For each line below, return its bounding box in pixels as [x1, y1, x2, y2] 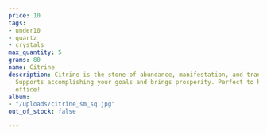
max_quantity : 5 [8, 48, 62, 56]
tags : [8, 19, 26, 27]
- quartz [8, 33, 37, 42]
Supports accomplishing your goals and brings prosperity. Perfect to [15, 78, 254, 86]
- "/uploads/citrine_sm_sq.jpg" [8, 100, 115, 108]
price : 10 [8, 11, 41, 20]
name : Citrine [8, 64, 56, 71]
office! [15, 85, 41, 94]
